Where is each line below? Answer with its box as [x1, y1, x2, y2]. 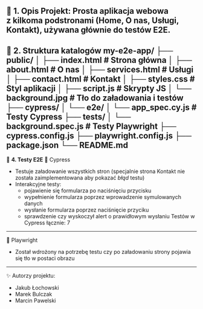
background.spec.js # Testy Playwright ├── [6, 121, 177, 131]
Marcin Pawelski [14, 297, 56, 304]
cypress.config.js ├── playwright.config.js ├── [6, 131, 192, 141]
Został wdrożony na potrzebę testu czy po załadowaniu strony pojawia [14, 249, 192, 256]
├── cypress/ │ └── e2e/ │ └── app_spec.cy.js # [6, 102, 197, 112]
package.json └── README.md [6, 140, 129, 150]
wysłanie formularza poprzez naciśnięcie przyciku [24, 206, 149, 213]
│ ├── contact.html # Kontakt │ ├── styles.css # [6, 74, 195, 84]
